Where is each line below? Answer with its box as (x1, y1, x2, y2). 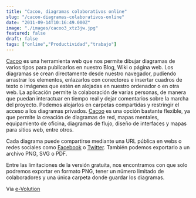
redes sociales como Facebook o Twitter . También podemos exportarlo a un (6, 143, 190, 150)
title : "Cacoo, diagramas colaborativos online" (6, 8, 127, 15)
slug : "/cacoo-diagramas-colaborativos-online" (6, 14, 125, 20)
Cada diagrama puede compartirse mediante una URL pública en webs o (6, 137, 182, 145)
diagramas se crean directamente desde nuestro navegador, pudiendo (6, 70, 177, 77)
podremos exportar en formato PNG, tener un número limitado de (6, 167, 164, 174)
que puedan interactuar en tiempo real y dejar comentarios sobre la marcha (6, 95, 189, 102)
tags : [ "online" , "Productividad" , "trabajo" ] (6, 42, 117, 48)
